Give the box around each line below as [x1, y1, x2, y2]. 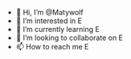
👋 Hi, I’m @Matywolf [15, 8, 84, 17]
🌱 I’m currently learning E [15, 25, 100, 33]
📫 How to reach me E [15, 42, 89, 51]
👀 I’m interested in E [15, 16, 83, 26]
